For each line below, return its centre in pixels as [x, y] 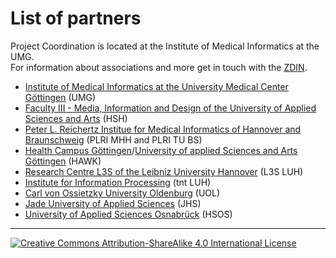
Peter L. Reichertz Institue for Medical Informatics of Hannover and [163, 129]
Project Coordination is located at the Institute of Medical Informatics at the [165, 46]
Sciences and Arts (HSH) [76, 118]
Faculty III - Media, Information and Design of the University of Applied [170, 108]
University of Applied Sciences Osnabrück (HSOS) [128, 214]
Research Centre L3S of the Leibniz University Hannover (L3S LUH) [164, 171]
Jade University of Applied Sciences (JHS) [113, 203]
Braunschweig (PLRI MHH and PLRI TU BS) [113, 139]
